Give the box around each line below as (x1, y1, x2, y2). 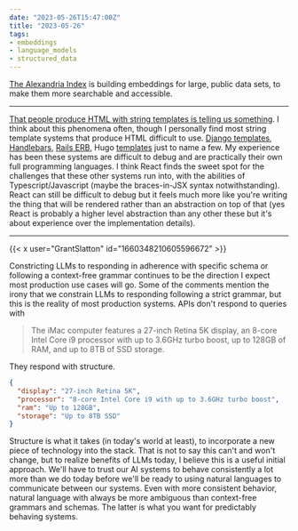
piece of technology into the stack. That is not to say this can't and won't (9, 446, 276, 456)
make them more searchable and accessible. (9, 88, 173, 99)
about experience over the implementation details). (9, 218, 196, 228)
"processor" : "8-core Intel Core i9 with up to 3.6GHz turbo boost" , (17, 395, 279, 404)
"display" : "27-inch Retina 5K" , (17, 386, 141, 396)
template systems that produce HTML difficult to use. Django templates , (9, 133, 272, 143)
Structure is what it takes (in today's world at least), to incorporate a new (9, 436, 275, 447)
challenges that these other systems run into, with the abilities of (9, 171, 246, 181)
